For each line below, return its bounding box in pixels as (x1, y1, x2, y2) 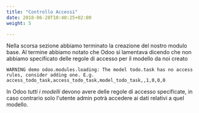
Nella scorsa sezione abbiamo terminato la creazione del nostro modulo (6, 42, 187, 49)
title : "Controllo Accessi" (6, 9, 78, 15)
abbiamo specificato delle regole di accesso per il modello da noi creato (6, 55, 188, 63)
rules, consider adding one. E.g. (6, 72, 95, 78)
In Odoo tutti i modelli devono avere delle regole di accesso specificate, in (6, 88, 193, 95)
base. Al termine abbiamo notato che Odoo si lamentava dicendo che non (6, 49, 192, 56)
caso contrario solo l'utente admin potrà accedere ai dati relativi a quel (6, 95, 185, 102)
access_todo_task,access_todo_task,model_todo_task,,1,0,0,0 (6, 77, 166, 84)
